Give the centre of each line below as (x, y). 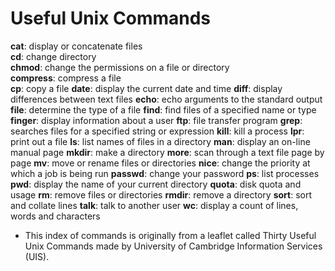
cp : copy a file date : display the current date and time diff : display (146, 88)
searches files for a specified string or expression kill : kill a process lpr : (157, 131)
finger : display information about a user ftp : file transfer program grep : (156, 120)
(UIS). (37, 256)
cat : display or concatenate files (76, 46)
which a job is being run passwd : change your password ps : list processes (165, 173)
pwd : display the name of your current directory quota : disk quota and (156, 184)
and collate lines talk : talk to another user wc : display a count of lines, (154, 205)
